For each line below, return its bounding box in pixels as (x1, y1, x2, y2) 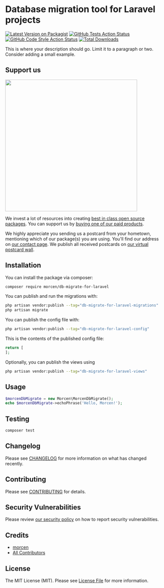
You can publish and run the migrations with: (5, 293, 98, 299)
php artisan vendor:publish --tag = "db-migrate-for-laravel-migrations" (5, 303, 158, 308)
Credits (5, 531, 29, 539)
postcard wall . (5, 246, 35, 253)
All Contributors (12, 550, 45, 556)
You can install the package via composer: (5, 274, 93, 280)
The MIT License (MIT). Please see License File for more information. (5, 577, 148, 583)
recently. (5, 460, 24, 466)
